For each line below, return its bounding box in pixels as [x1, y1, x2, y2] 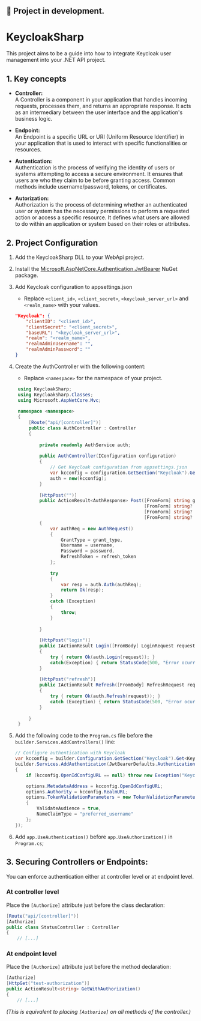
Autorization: [14, 195, 49, 202]
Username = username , [61, 542, 115, 548]
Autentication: [14, 157, 52, 165]
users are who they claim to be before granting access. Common [14, 177, 176, 184]
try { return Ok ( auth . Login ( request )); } [50, 654, 155, 660]
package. [14, 271, 38, 279]
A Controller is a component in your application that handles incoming [14, 96, 188, 103]
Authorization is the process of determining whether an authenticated [14, 201, 187, 208]
